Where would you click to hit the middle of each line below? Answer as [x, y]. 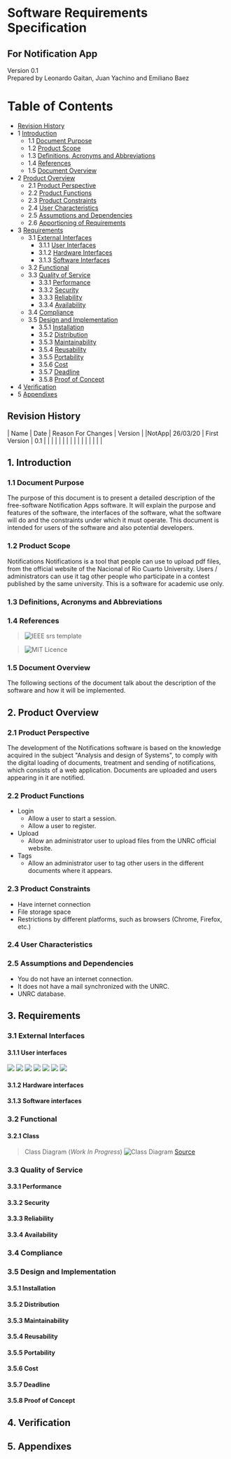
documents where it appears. [70, 871]
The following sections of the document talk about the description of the [112, 683]
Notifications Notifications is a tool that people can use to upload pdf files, [114, 561]
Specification [47, 28]
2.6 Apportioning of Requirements [77, 222]
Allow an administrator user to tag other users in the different [116, 863]
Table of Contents [60, 106]
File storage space [44, 912]
